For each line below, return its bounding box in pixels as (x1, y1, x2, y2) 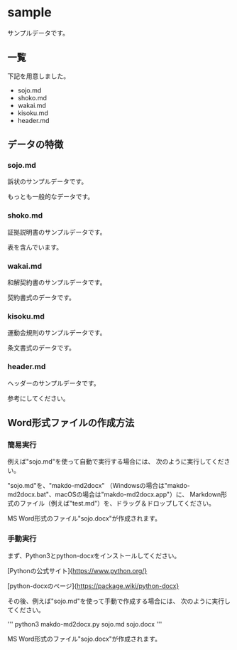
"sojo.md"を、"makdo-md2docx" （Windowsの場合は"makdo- (7, 481, 190, 490)
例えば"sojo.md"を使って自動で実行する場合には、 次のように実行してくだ (7, 457, 224, 466)
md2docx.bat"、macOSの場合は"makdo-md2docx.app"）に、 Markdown (7, 490, 221, 499)
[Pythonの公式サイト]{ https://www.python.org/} (7, 566, 148, 575)
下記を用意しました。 (7, 72, 70, 80)
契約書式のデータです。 (7, 293, 76, 302)
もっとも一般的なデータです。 (7, 193, 94, 201)
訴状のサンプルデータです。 (7, 177, 88, 186)
